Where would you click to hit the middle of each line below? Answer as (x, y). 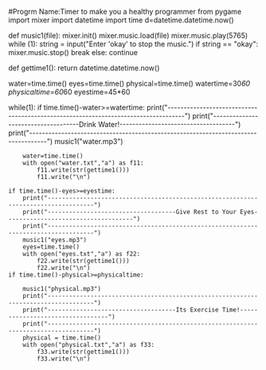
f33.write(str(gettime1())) (83, 352)
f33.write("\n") (64, 359)
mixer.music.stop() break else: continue (73, 52)
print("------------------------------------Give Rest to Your (130, 212)
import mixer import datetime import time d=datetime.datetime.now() (121, 20)
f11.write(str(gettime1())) (83, 170)
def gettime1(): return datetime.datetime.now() (84, 68)
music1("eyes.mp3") (55, 240)
